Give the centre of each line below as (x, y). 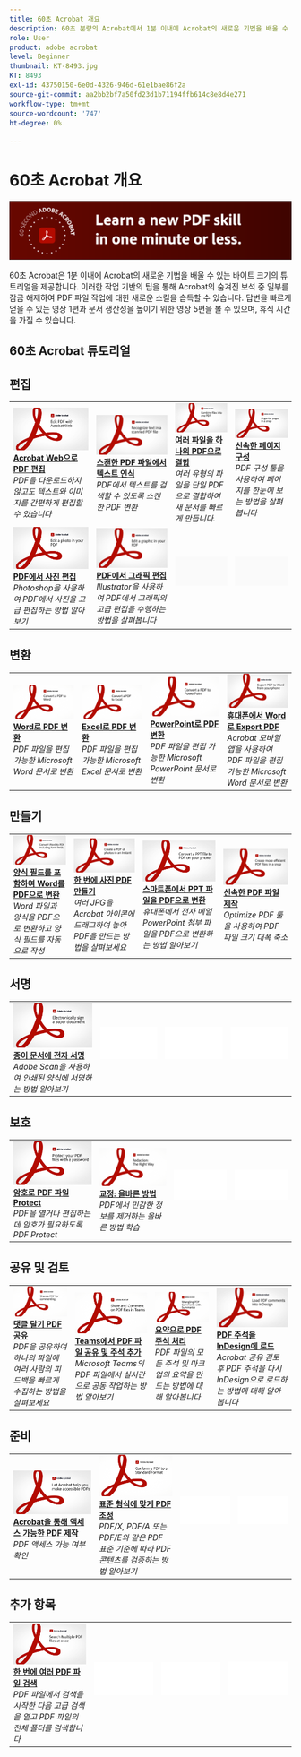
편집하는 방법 (45, 610)
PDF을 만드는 (97, 936)
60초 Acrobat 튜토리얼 (70, 351)
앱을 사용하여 (250, 749)
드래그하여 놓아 (100, 925)
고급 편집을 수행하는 (131, 609)
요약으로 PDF (178, 1330)
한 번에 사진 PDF (102, 880)
